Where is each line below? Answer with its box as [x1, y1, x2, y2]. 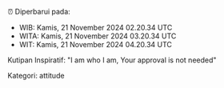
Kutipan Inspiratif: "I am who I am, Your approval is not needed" [7, 55, 217, 65]
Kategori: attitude [7, 71, 65, 80]
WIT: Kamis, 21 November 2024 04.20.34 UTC [18, 40, 173, 49]
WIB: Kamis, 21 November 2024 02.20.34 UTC [18, 23, 173, 32]
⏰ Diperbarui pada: [7, 7, 71, 16]
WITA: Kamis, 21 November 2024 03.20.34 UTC [18, 31, 177, 41]
